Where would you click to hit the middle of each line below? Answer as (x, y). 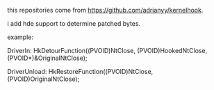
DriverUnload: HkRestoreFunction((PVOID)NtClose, (80, 72)
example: (20, 37)
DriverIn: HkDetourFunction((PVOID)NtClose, (72, 51)
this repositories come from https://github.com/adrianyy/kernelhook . (105, 10)
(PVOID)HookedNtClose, (172, 51)
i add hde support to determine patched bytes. (74, 23)
